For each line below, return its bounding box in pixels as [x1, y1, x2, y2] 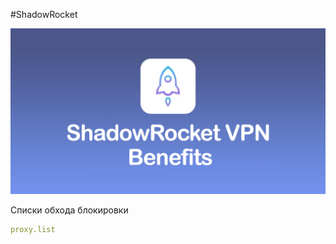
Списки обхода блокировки [10, 204, 129, 216]
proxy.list [10, 224, 56, 234]
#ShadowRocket [10, 9, 78, 20]
